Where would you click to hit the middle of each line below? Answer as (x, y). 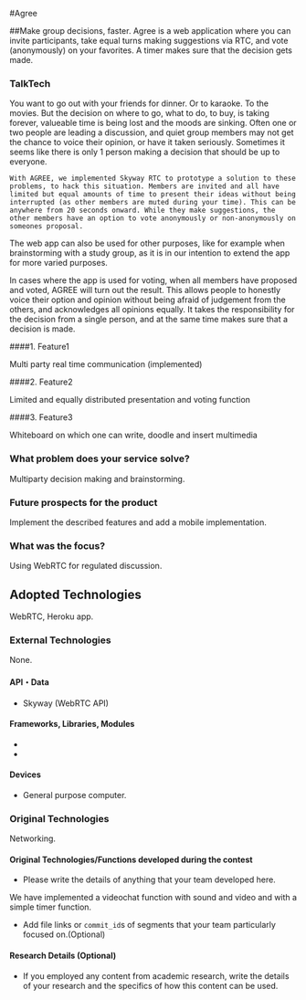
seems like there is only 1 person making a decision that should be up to (145, 152)
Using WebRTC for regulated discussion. (86, 566)
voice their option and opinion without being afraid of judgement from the (148, 300)
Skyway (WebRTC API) (66, 703)
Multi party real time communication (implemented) (106, 364)
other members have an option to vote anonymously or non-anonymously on (153, 218)
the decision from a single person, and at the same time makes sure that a (149, 320)
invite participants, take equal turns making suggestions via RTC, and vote (149, 41)
